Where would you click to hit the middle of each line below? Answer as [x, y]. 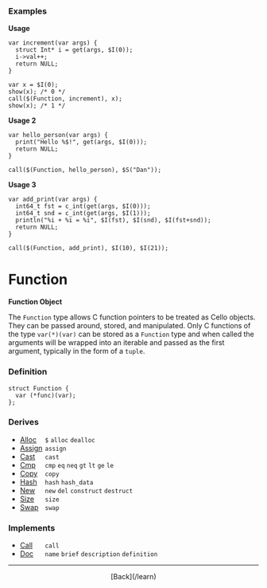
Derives [24, 422]
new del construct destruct [89, 491]
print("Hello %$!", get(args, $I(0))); [81, 142]
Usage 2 [22, 120]
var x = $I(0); [33, 85]
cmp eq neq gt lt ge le [79, 465]
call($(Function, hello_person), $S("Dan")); [85, 170]
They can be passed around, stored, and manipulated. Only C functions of [130, 326]
